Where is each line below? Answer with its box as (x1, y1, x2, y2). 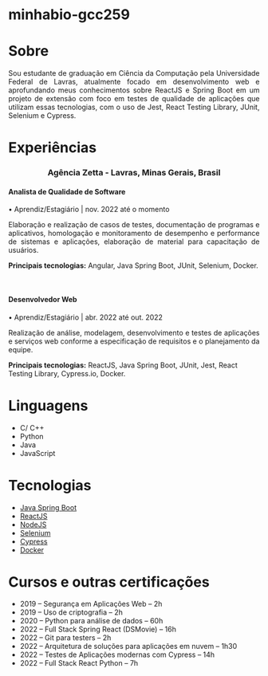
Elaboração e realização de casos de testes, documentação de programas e (8, 220, 260, 230)
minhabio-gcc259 (8, 6, 130, 24)
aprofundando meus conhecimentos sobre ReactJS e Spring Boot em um (8, 85, 260, 95)
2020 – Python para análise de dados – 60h (19, 616, 164, 626)
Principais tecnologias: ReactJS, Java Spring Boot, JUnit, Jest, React (8, 360, 238, 370)
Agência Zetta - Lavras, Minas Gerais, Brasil (47, 167, 221, 179)
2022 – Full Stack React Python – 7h (19, 658, 139, 668)
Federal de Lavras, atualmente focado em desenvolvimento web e (8, 77, 260, 87)
